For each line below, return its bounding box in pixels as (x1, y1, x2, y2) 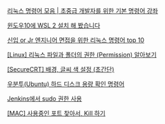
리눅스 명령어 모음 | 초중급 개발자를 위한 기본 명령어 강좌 (7, 7, 159, 14)
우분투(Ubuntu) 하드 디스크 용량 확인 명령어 (7, 80, 125, 88)
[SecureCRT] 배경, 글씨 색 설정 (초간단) (7, 65, 115, 73)
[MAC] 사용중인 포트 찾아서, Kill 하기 (7, 110, 106, 117)
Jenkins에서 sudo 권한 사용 (7, 94, 82, 103)
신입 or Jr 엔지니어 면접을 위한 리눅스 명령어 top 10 (7, 36, 145, 44)
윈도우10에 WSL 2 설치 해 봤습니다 (7, 21, 101, 30)
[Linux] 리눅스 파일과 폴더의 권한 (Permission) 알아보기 (7, 51, 157, 59)
